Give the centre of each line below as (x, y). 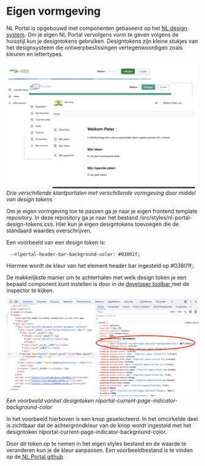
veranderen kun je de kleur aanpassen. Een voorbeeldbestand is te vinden (100, 450)
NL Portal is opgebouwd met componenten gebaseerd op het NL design (97, 28)
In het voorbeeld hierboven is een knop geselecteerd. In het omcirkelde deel (102, 419)
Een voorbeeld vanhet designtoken (50, 401)
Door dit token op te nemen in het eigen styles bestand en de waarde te (96, 444)
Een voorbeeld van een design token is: (56, 242)
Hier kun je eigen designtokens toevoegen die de (117, 224)
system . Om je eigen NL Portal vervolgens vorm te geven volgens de (92, 34)
